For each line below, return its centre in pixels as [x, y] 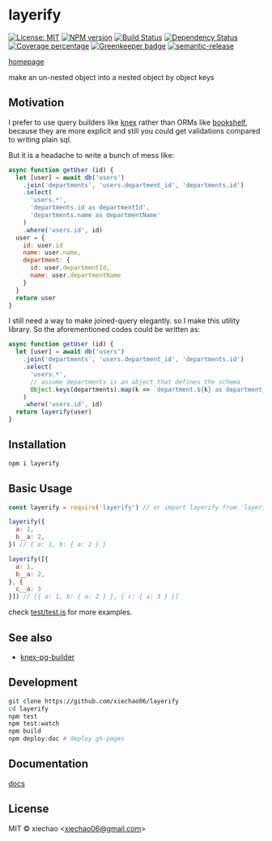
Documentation [49, 764]
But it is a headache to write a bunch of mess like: [91, 155]
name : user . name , [52, 253]
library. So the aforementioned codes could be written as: [104, 329]
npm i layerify [34, 463]
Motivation [36, 103]
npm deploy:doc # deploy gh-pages [67, 739]
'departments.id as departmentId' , [90, 208]
